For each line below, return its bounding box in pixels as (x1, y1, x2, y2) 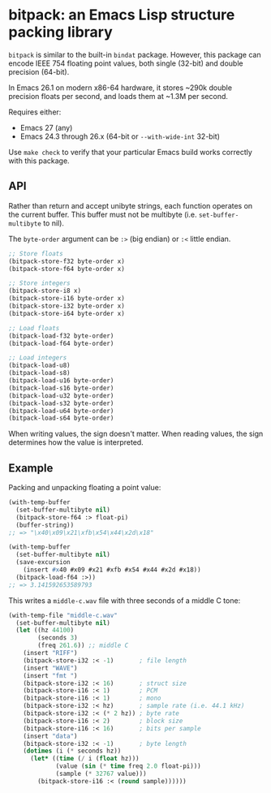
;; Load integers (8, 354, 67, 362)
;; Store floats (8, 249, 63, 257)
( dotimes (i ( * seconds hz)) (23, 747, 122, 756)
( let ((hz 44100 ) (15, 627, 75, 635)
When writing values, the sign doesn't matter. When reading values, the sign (8, 429, 264, 439)
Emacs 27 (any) (19, 123, 73, 132)
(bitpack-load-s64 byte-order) (8, 414, 114, 423)
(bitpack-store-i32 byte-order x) (8, 302, 126, 310)
